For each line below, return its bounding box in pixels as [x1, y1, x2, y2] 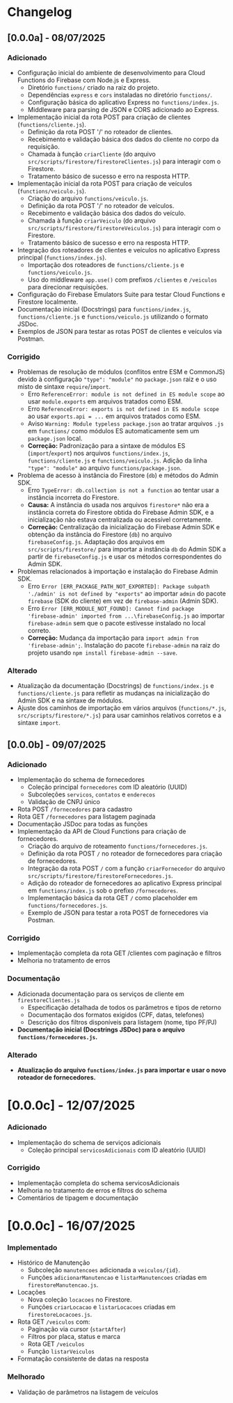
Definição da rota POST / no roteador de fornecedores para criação [27, 849, 223, 858]
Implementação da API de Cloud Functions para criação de [17, 827, 186, 835]
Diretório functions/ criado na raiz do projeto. [27, 83, 159, 91]
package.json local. [27, 434, 83, 442]
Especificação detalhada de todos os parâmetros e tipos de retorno [27, 1003, 221, 1011]
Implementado [7, 1242, 58, 1252]
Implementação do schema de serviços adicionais [17, 1138, 161, 1146]
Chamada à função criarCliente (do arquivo [27, 150, 156, 158]
